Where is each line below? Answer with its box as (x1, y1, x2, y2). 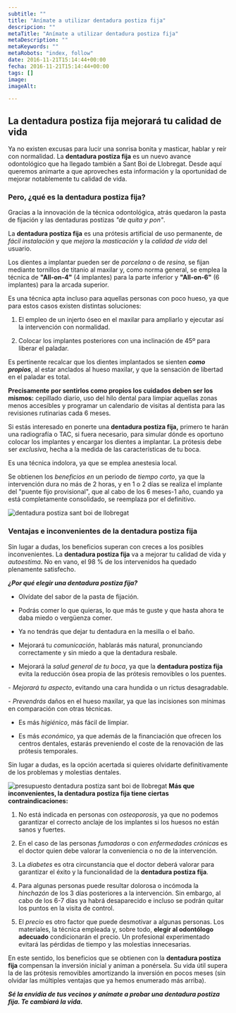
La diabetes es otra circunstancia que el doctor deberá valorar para (18, 860, 214, 868)
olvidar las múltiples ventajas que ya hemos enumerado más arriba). (8, 976, 206, 985)
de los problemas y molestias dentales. (8, 767, 122, 777)
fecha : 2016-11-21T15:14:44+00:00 (8, 63, 110, 70)
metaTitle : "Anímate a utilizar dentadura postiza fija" (8, 30, 179, 37)
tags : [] (8, 69, 34, 76)
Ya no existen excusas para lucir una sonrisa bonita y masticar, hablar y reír (8, 145, 227, 153)
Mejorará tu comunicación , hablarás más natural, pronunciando (18, 640, 203, 649)
